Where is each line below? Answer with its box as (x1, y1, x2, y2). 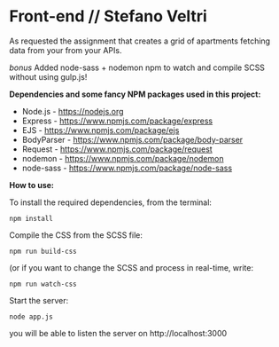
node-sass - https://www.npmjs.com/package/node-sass (21, 162, 233, 173)
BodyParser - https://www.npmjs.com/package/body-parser (21, 134, 244, 145)
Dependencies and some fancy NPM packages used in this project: (9, 89, 261, 99)
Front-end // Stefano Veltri (9, 6, 208, 27)
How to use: (9, 179, 55, 190)
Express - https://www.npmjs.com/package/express (21, 115, 213, 126)
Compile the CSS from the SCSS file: (9, 229, 143, 241)
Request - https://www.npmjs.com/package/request (21, 144, 213, 154)
